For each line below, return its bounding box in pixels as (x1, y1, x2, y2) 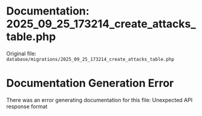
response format (6, 103, 48, 110)
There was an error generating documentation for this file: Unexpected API (6, 96, 193, 103)
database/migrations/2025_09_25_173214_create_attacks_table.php (6, 56, 174, 62)
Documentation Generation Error (6, 77, 174, 90)
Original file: (6, 50, 37, 57)
